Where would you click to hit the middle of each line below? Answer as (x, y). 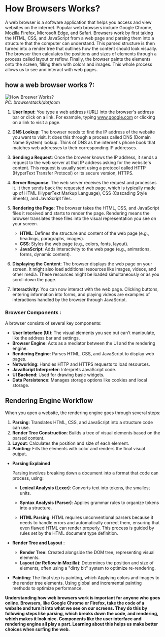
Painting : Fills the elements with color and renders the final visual (79, 448)
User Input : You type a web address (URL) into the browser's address (83, 112)
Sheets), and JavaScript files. (42, 198)
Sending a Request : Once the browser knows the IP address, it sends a (85, 157)
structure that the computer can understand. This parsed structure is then (80, 43)
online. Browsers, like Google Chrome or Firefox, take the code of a (75, 603)
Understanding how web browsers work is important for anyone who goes (83, 597)
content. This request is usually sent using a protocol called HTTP (79, 168)
